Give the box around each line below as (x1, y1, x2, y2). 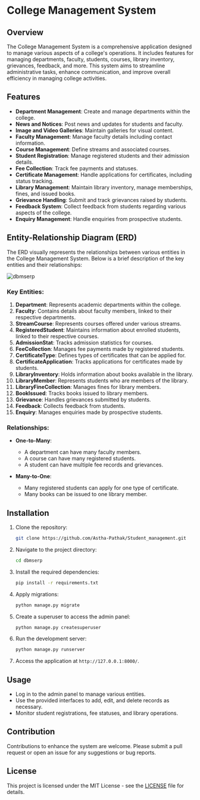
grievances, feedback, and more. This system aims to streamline (7, 62, 165, 69)
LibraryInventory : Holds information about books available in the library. (15, 371, 193, 378)
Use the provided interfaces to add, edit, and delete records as (15, 697, 170, 704)
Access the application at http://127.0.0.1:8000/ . (15, 658, 139, 665)
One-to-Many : (15, 437, 52, 444)
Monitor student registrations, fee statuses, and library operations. (15, 709, 179, 717)
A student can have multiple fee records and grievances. (24, 461, 163, 468)
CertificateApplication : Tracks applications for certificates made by (15, 358, 183, 365)
